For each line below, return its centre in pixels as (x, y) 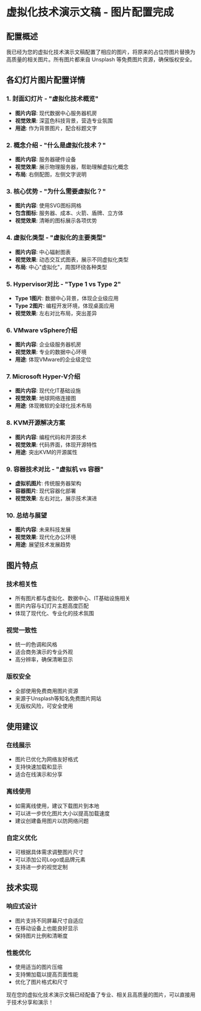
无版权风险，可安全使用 (44, 706)
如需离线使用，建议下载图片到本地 (57, 806)
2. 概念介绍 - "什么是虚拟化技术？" (56, 145)
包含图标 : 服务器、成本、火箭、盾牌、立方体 (69, 213)
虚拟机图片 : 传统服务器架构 (48, 484)
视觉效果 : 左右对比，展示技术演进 (56, 499)
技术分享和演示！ (32, 1002)
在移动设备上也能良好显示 (46, 928)
